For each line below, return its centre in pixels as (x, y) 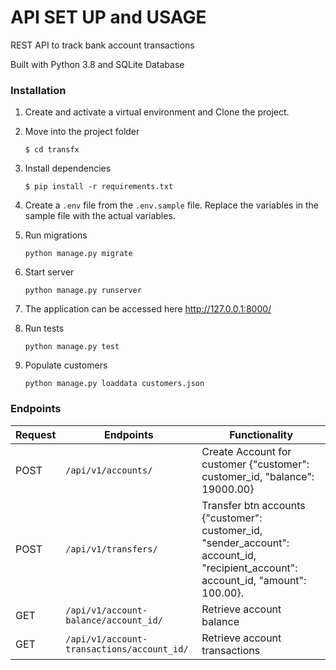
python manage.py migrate (78, 254)
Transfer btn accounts (253, 505)
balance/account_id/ (114, 620)
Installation (38, 90)
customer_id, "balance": (258, 476)
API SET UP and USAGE (108, 17)
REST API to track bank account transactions (102, 45)
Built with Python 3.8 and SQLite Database (97, 64)
